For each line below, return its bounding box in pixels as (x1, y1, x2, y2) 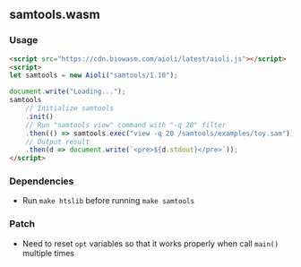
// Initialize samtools (25, 104, 115, 113)
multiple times (21, 247, 74, 258)
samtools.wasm (9, 7, 100, 22)
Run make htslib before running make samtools (21, 195, 195, 206)
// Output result (25, 137, 90, 146)
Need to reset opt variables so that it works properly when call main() (21, 237, 279, 249)
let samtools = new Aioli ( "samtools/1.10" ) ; (9, 71, 178, 80)
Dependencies (9, 175, 74, 187)
